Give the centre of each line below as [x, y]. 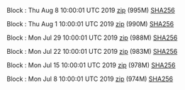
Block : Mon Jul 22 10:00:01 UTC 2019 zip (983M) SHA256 [92, 51]
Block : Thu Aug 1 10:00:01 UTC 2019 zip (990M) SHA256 [90, 24]
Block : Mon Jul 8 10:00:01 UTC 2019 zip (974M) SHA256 [90, 79]
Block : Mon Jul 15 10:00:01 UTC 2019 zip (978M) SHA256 [91, 65]
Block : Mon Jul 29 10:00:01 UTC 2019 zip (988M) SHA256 [92, 38]
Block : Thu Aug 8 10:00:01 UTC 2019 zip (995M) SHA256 [91, 10]
